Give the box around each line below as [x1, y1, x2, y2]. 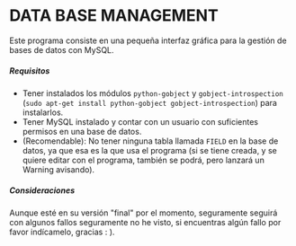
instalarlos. [22, 107, 64, 118]
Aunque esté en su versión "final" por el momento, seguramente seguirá [9, 207, 278, 218]
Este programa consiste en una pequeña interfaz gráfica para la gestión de [9, 35, 287, 46]
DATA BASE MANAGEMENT [9, 5, 219, 26]
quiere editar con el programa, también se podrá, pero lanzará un [22, 154, 265, 165]
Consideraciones [9, 185, 76, 196]
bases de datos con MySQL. [9, 44, 114, 55]
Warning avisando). [22, 163, 95, 175]
